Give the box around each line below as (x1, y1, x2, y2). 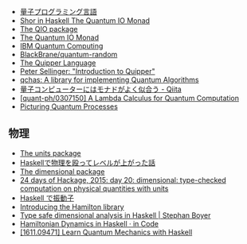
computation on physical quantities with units (19, 184, 169, 193)
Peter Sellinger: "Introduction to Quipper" (19, 67, 155, 76)
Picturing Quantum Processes (19, 102, 118, 111)
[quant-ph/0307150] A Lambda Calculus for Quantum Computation (19, 94, 239, 103)
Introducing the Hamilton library (19, 202, 125, 211)
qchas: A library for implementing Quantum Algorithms (19, 75, 199, 84)
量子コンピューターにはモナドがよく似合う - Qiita (19, 84, 182, 94)
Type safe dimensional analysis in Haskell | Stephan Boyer (19, 210, 211, 220)
